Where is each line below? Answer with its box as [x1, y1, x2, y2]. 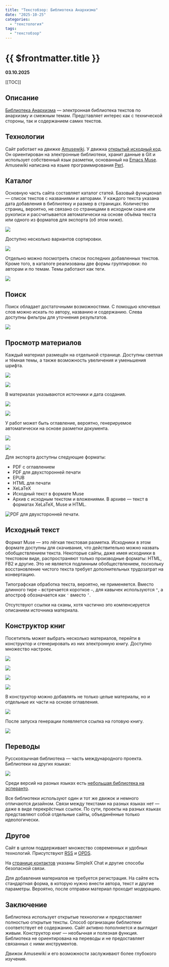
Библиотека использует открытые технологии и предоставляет [5, 914, 142, 920]
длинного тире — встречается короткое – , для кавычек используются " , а [5, 586, 163, 592]
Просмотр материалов [5, 338, 82, 347]
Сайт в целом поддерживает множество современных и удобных [5, 845, 148, 851]
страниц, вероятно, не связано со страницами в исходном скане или [5, 206, 155, 212]
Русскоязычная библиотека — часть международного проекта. [5, 755, 143, 761]
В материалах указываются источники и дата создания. [5, 391, 126, 397]
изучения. [5, 956, 27, 962]
